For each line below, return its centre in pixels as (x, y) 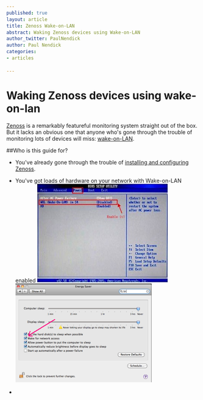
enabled (25, 280)
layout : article (27, 19)
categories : (21, 52)
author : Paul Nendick (34, 45)
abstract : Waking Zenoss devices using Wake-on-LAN (73, 32)
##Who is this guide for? (37, 150)
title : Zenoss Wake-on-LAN (41, 26)
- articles (20, 58)
